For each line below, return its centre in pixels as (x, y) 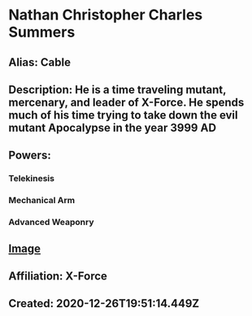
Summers (42, 32)
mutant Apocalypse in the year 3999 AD (113, 128)
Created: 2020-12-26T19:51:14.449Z (104, 303)
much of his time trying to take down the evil (123, 115)
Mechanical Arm (42, 201)
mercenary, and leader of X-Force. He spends (126, 102)
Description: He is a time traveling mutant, (117, 90)
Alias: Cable (40, 62)
